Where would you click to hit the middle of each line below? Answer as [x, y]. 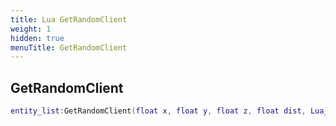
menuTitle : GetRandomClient [69, 47]
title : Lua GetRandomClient [69, 19]
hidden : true [37, 38]
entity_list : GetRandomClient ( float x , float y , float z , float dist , [158, 111]
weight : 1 [31, 29]
